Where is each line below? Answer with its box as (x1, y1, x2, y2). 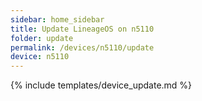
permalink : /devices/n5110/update (10, 42, 155, 53)
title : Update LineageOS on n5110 (10, 24, 155, 34)
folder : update (10, 33, 74, 43)
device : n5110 (10, 52, 70, 62)
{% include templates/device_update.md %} (10, 79, 193, 91)
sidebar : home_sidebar (10, 14, 105, 25)
